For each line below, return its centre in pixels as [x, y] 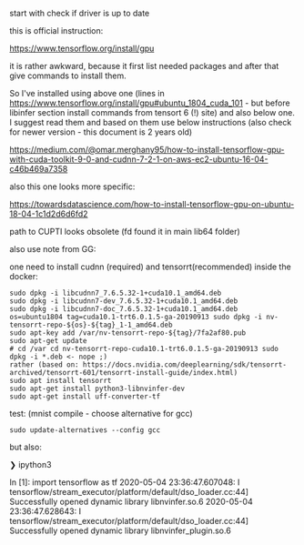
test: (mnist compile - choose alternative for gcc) [101, 414]
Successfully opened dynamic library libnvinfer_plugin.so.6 [121, 530]
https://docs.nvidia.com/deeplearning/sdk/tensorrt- [184, 365]
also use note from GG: [53, 249]
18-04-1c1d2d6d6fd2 [49, 214]
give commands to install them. [68, 76]
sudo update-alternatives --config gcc [85, 430]
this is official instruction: [56, 30]
